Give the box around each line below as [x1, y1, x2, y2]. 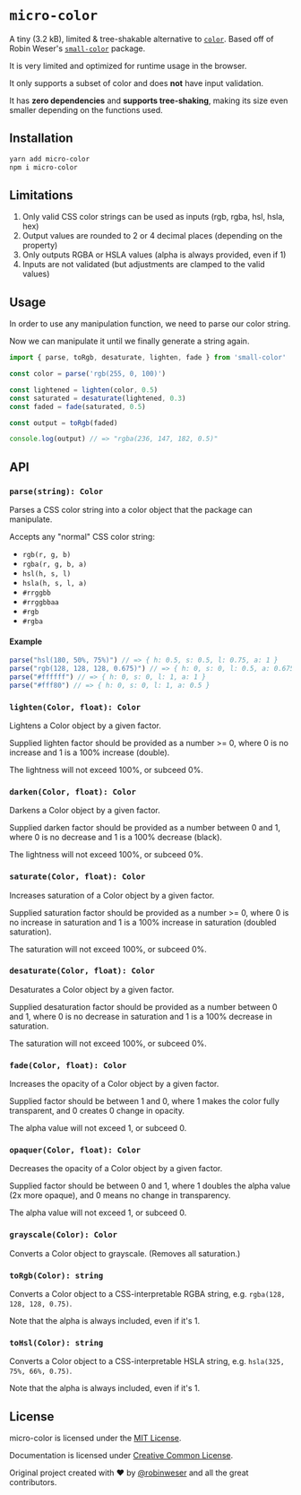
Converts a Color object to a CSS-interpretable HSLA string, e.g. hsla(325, [9, 1356, 285, 1367]
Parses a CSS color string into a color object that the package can [9, 504, 253, 515]
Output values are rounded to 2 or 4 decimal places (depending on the [21, 230, 283, 241]
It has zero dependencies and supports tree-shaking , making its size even [9, 95, 288, 106]
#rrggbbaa [21, 597, 60, 607]
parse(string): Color [9, 486, 104, 496]
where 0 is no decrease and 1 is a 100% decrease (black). [9, 832, 222, 843]
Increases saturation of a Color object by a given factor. [9, 890, 215, 900]
